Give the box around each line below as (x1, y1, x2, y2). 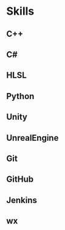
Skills (6, 4, 35, 18)
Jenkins (6, 195, 38, 206)
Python (6, 91, 35, 102)
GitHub (6, 174, 34, 185)
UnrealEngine (6, 133, 59, 143)
